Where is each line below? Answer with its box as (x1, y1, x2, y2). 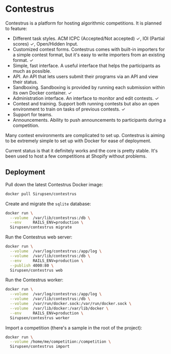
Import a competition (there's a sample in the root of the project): (5, 324, 142, 330)
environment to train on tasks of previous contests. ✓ (12, 106, 125, 112)
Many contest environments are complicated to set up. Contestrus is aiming (5, 132, 165, 138)
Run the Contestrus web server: (5, 234, 73, 240)
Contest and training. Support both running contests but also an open (12, 100, 160, 106)
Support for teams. (12, 111, 53, 118)
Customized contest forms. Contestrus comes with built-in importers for (12, 46, 165, 52)
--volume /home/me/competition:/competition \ (10, 339, 111, 344)
